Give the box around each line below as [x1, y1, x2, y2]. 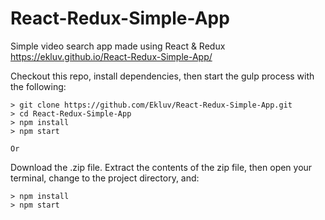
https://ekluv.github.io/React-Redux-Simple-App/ [10, 50, 213, 62]
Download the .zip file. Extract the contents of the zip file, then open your [10, 161, 313, 173]
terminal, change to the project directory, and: [10, 172, 200, 184]
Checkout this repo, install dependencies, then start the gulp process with [10, 70, 315, 82]
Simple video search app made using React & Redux [10, 40, 226, 52]
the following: [10, 80, 67, 92]
